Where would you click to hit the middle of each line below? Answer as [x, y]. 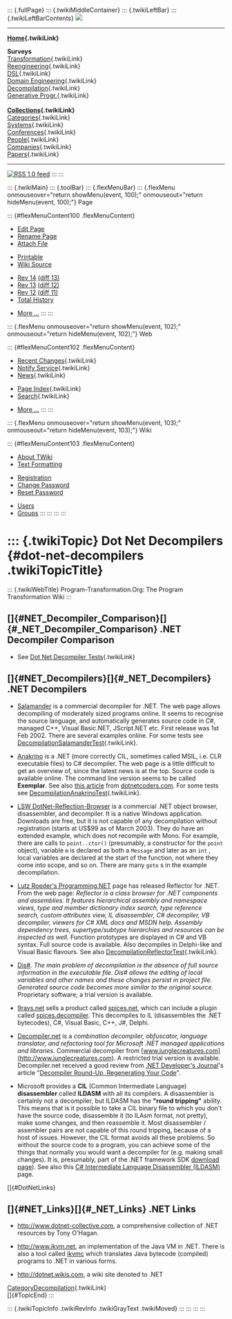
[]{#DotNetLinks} [32, 1187]
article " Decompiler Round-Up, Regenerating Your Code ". [99, 1072]
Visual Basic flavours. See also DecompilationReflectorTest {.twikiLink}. [118, 951]
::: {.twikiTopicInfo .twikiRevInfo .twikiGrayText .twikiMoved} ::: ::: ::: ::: [106, 1309]
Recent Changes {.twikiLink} [57, 361]
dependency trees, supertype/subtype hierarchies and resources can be [120, 929]
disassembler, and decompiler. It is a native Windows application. [110, 813]
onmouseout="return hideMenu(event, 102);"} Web [80, 334]
